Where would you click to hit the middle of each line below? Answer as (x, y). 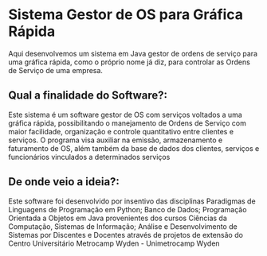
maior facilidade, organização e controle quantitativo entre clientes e (121, 131)
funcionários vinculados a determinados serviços (89, 157)
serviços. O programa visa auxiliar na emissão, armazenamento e (116, 140)
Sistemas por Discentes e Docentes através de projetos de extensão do (126, 235)
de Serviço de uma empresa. (56, 70)
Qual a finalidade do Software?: (88, 96)
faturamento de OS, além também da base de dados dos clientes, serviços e (134, 148)
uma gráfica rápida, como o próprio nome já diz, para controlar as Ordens (130, 62)
